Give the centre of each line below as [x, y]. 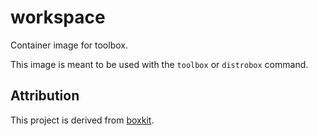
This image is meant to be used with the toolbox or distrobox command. [159, 64]
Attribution [45, 96]
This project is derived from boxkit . [82, 120]
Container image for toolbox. [69, 45]
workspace [58, 17]
